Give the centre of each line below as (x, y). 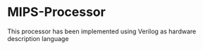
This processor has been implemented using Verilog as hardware (102, 31)
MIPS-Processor (56, 12)
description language (38, 38)
